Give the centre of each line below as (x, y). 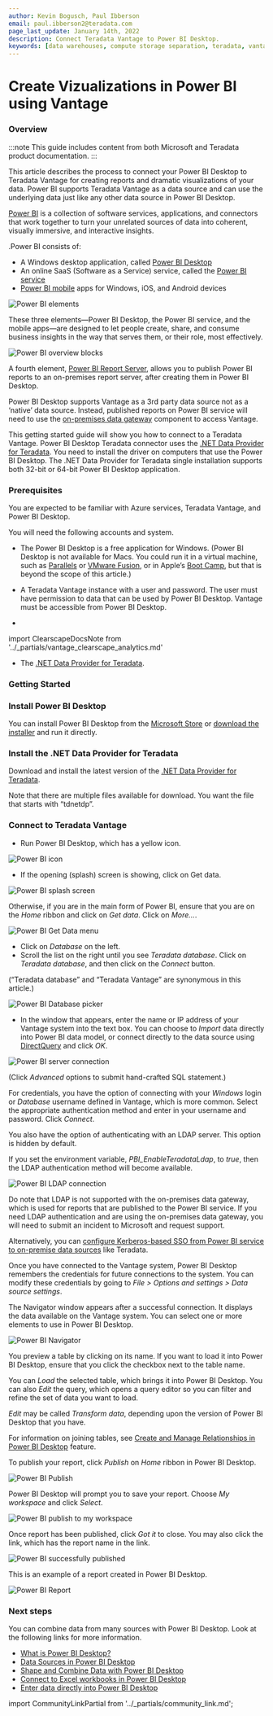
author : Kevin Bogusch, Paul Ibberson (74, 16)
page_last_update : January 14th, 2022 (74, 31)
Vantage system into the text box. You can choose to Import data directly (142, 1028)
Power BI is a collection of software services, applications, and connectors (133, 213)
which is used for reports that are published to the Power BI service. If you (133, 1208)
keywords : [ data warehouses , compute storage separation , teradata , (127, 46)
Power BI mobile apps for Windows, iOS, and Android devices (123, 288)
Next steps (30, 1611)
